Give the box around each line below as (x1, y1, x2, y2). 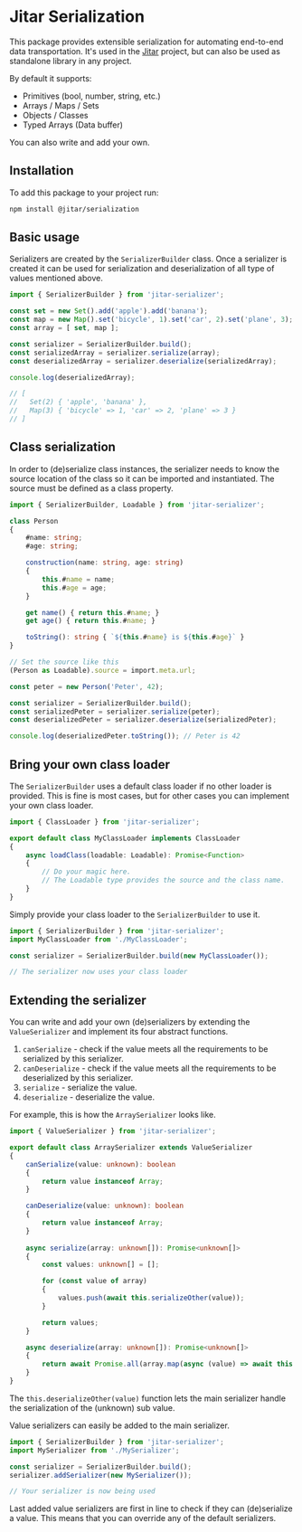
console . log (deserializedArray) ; (9, 373, 136, 382)
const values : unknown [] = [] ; (42, 1260, 160, 1270)
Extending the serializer (9, 992, 146, 1007)
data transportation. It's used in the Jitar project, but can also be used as (9, 45, 280, 56)
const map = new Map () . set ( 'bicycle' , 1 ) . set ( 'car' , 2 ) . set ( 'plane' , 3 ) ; (9, 315, 294, 325)
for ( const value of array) (42, 1277, 147, 1286)
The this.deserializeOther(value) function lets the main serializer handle (9, 1393, 287, 1404)
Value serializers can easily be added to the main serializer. (9, 1420, 231, 1431)
